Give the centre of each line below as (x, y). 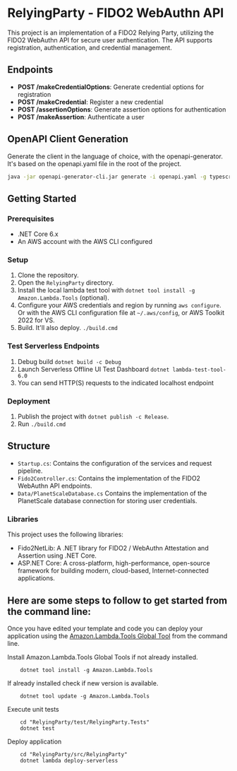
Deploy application (35, 741)
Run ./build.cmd (42, 424)
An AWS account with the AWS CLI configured (85, 242)
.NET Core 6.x (38, 234)
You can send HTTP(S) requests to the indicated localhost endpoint (115, 382)
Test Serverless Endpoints (54, 346)
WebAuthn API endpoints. (55, 485)
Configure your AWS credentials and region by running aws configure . (120, 305)
